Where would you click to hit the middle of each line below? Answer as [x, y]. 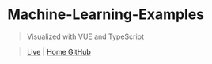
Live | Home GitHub [59, 51]
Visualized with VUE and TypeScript [85, 36]
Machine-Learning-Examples [106, 15]
